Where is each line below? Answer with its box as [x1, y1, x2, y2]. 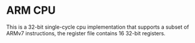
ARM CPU [6, 4, 56, 17]
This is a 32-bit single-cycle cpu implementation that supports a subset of [6, 23, 189, 30]
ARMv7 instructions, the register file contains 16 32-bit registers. [6, 29, 166, 36]
